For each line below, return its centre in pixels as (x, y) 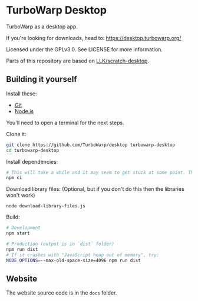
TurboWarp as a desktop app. (42, 27)
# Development (24, 228)
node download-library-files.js (46, 206)
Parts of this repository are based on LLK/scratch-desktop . (77, 61)
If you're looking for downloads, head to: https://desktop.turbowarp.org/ (94, 38)
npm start (18, 233)
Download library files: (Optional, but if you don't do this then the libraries (95, 189)
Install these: (22, 93)
